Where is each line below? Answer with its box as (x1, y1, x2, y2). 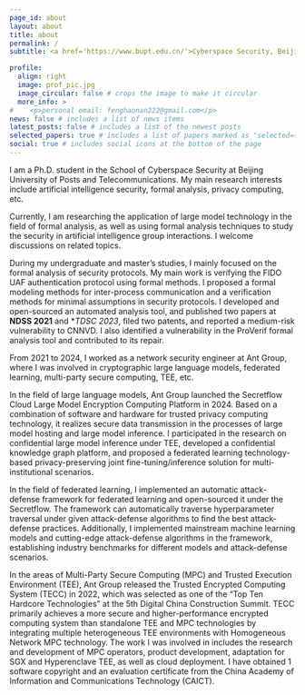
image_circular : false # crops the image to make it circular (17, 88, 258, 98)
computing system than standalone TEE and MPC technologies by (9, 617, 257, 628)
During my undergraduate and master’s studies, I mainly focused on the (9, 257, 277, 268)
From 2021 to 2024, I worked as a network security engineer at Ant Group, (9, 352, 288, 363)
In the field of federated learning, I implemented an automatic (9, 483, 239, 495)
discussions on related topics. (9, 240, 122, 251)
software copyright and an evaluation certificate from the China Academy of (9, 665, 295, 677)
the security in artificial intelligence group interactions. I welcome (9, 230, 254, 241)
